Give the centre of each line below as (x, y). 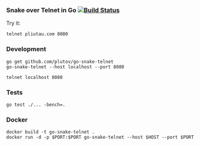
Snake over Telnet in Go (41, 10)
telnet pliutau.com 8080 (37, 34)
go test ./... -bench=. (36, 105)
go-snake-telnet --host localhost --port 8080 (65, 67)
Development (26, 49)
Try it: (13, 23)
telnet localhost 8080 (34, 77)
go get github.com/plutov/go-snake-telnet (60, 62)
